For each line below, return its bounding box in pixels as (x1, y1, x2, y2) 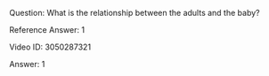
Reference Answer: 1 (9, 25, 86, 34)
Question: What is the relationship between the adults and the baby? (9, 8, 260, 18)
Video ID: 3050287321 (9, 42, 92, 52)
